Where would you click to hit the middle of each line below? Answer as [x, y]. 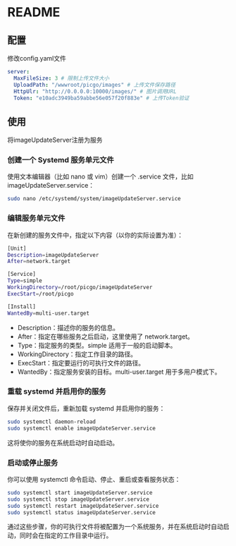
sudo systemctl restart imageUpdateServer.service [83, 506]
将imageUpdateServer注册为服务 [55, 140]
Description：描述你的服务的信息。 [68, 327]
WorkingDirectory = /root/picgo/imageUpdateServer [80, 287]
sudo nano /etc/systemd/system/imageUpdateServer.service [94, 199]
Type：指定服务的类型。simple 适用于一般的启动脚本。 [97, 345]
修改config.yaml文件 [37, 58]
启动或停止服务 [33, 463]
